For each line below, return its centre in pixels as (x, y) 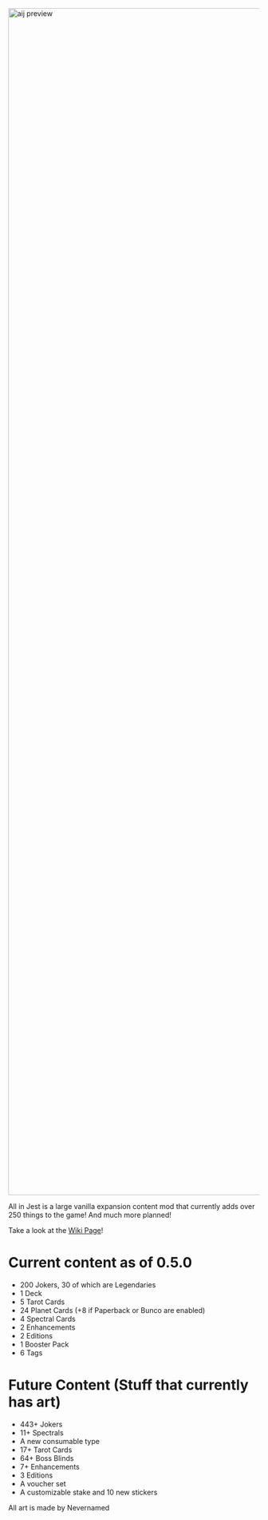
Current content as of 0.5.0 (100, 1263)
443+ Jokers (41, 1424)
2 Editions (36, 1335)
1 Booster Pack (44, 1344)
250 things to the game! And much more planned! (90, 1215)
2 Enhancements (47, 1327)
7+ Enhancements (49, 1466)
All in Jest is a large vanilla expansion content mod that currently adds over (132, 1206)
